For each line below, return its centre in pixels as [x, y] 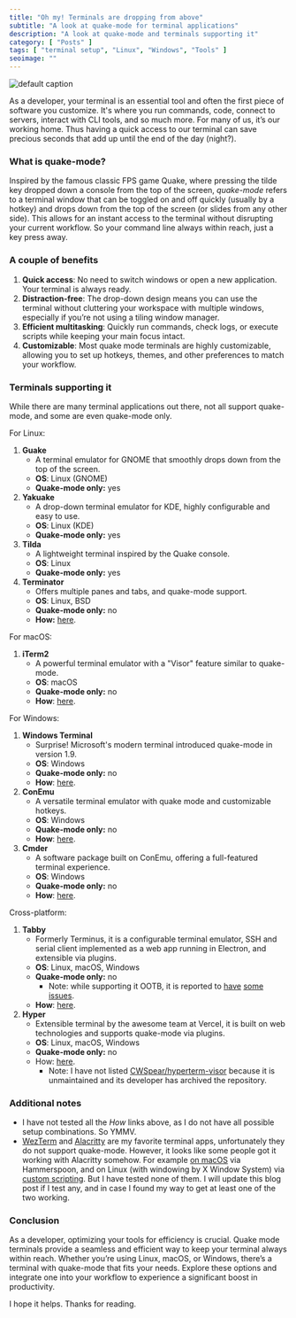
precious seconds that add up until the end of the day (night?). [123, 139]
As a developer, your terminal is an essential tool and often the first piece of [147, 101]
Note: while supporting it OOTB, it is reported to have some [156, 986]
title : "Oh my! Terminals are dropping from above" [106, 17]
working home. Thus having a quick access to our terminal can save [133, 129]
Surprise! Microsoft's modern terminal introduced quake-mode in [154, 744]
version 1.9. [56, 754]
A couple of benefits [54, 260]
